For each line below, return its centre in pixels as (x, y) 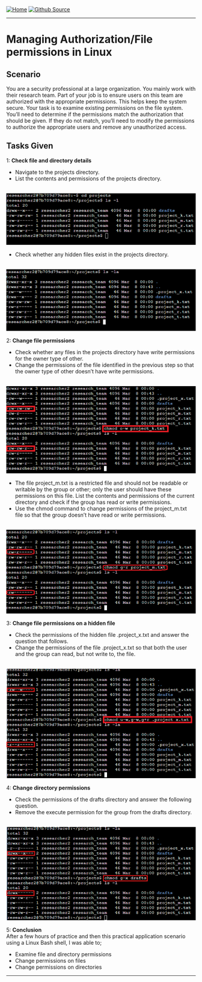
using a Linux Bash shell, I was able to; (54, 943)
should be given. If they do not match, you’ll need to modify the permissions (100, 121)
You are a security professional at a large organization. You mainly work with (101, 89)
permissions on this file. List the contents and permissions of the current (105, 496)
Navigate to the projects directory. (57, 172)
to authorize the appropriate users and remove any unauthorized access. (96, 127)
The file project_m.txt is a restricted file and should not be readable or (101, 483)
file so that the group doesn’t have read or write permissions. (90, 515)
